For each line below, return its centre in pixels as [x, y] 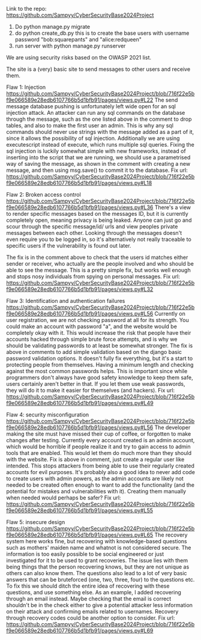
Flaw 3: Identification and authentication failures [66, 301]
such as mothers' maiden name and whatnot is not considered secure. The [99, 547]
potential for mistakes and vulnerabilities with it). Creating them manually [96, 491]
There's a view [173, 207]
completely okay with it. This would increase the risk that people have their [99, 333]
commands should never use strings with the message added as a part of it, [100, 132]
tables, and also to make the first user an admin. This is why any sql [90, 125]
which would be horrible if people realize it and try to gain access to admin [98, 446]
